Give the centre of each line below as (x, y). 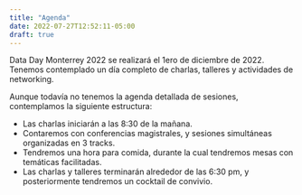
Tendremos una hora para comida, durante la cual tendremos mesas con (158, 153)
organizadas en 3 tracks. (69, 143)
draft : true (32, 34)
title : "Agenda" (40, 18)
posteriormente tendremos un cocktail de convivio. (118, 181)
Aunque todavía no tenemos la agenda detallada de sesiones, (124, 97)
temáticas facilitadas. (62, 162)
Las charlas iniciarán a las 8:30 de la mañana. (107, 124)
